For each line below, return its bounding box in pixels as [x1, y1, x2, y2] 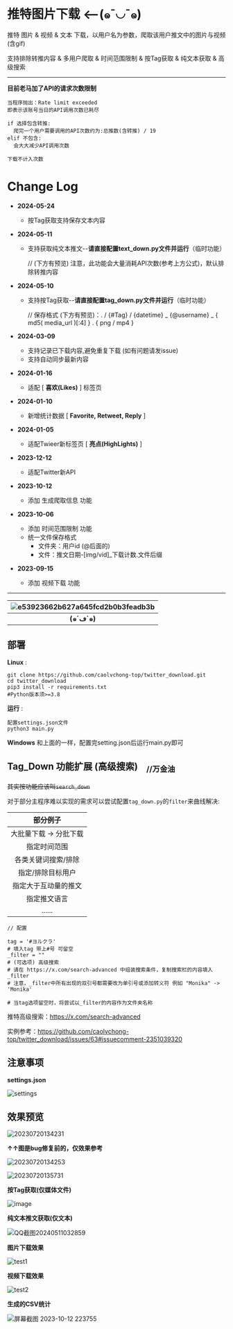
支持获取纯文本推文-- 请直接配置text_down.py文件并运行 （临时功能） [27, 244, 226, 252]
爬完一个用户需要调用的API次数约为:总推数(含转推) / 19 [13, 127, 156, 134]
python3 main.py [7, 725, 54, 732]
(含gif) [7, 39, 26, 47]
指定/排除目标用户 [18, 868, 76, 877]
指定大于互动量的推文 [12, 880, 82, 890]
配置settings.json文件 [7, 719, 69, 726]
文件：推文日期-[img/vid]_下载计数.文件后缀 [37, 550, 163, 559]
